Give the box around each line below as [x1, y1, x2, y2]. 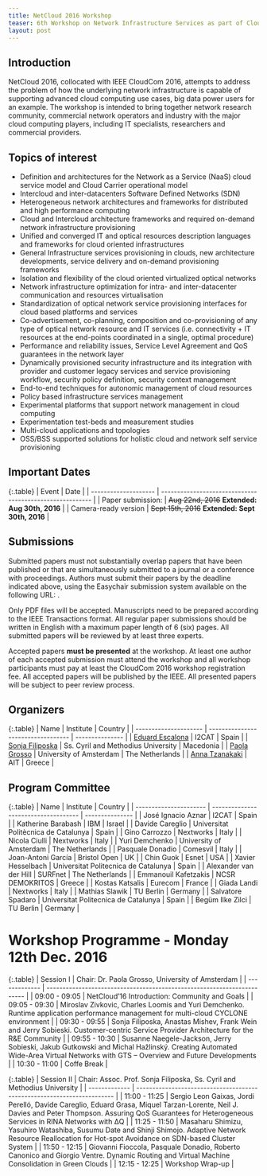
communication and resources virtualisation [19, 290, 164, 299]
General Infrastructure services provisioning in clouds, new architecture [19, 248, 255, 257]
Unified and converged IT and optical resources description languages [19, 232, 252, 240]
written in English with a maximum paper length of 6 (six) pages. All [8, 622, 229, 632]
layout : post [8, 26, 52, 34]
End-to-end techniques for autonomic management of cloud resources [19, 384, 253, 392]
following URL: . [8, 590, 60, 599]
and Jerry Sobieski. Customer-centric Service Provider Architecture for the [8, 1026, 254, 1035]
